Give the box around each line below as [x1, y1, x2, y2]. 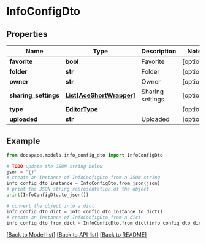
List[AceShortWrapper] [65, 91, 136, 100]
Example [6, 136, 40, 146]
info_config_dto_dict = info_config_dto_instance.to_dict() [6, 208, 164, 214]
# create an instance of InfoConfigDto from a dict [6, 214, 141, 221]
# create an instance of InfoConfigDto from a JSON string [6, 175, 161, 181]
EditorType [65, 105, 98, 113]
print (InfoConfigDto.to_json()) [6, 192, 89, 198]
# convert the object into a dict [6, 203, 95, 209]
